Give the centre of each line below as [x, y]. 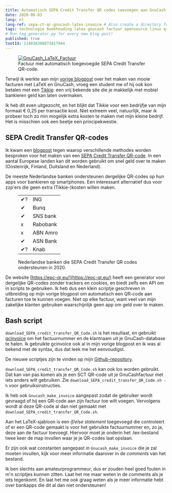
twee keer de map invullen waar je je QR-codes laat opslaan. [69, 438]
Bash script [24, 320]
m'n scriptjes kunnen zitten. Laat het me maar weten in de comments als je [84, 475]
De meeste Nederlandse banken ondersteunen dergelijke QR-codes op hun [85, 176]
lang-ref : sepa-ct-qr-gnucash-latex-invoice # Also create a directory [83, 24]
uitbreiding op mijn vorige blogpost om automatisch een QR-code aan [79, 293]
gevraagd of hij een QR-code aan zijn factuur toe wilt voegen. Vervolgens [83, 401]
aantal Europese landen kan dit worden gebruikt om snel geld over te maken [85, 161]
